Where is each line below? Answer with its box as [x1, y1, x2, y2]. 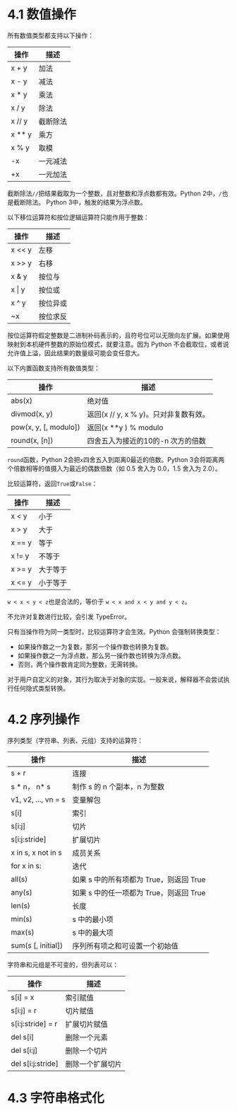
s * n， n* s [11, 781, 51, 791]
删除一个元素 [65, 1032, 108, 1042]
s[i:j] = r [11, 1006, 37, 1015]
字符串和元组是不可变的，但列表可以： [7, 960, 119, 969]
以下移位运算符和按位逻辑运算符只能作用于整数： [7, 213, 150, 221]
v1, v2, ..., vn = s [11, 794, 66, 804]
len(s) [11, 900, 30, 910]
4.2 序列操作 [7, 712, 80, 727]
